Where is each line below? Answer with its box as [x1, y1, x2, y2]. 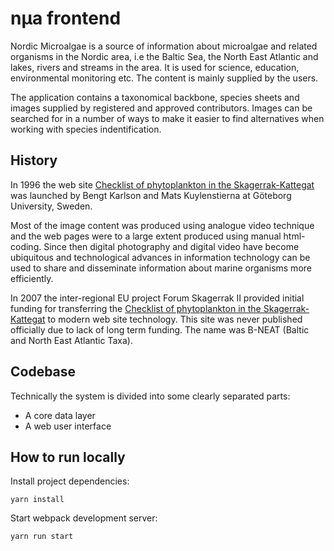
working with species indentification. [10, 123, 162, 135]
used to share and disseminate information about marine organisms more [10, 262, 312, 274]
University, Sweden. [10, 200, 93, 212]
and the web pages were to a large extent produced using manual [10, 230, 282, 242]
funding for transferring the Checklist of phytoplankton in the [10, 302, 262, 314]
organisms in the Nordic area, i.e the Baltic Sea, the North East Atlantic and [10, 50, 319, 62]
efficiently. [10, 272, 54, 284]
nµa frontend [10, 7, 122, 30]
